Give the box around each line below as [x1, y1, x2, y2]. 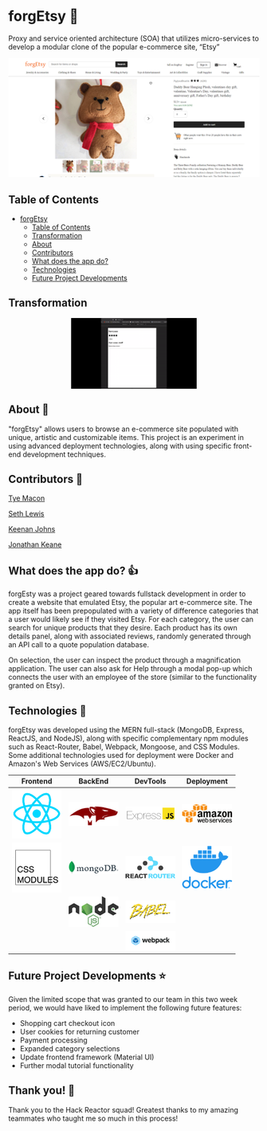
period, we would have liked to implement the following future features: [8, 1003, 242, 1012]
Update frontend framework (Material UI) [19, 1052, 155, 1062]
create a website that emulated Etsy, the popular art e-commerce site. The [8, 598, 253, 607]
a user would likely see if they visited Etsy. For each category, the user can [8, 615, 253, 624]
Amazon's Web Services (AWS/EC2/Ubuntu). [8, 759, 157, 768]
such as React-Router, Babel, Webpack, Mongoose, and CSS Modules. [8, 741, 241, 752]
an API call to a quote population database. [8, 640, 150, 650]
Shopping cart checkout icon [19, 1018, 116, 1027]
